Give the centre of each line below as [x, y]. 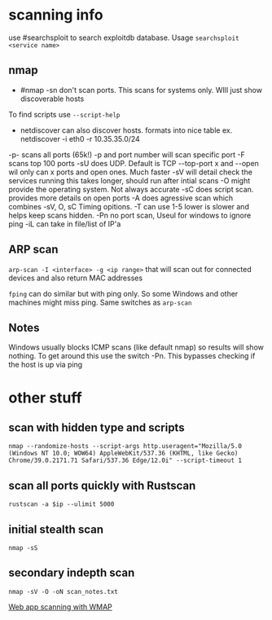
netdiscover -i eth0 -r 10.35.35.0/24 [80, 139]
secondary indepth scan [72, 573]
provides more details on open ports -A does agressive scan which [121, 198]
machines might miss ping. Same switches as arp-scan [100, 302]
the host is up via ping [46, 365]
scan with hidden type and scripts [97, 427]
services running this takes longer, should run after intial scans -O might [129, 180]
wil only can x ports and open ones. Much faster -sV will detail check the [130, 172]
